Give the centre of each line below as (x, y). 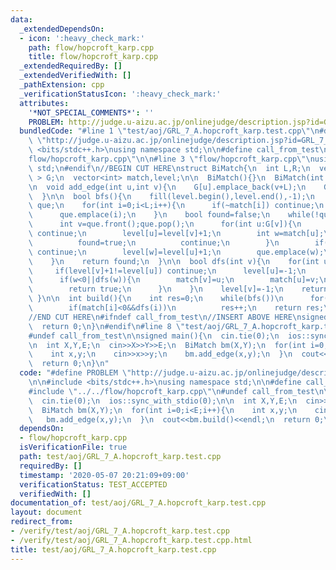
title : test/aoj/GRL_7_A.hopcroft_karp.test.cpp (113, 549)
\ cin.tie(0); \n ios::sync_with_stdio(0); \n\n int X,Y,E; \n (163, 401)
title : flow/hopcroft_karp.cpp (93, 57)
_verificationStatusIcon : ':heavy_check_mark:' (120, 94)
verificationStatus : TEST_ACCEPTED (93, 484)
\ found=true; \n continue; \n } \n (154, 242)
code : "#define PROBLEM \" (75, 373)
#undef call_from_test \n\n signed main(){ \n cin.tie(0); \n (154, 336)
